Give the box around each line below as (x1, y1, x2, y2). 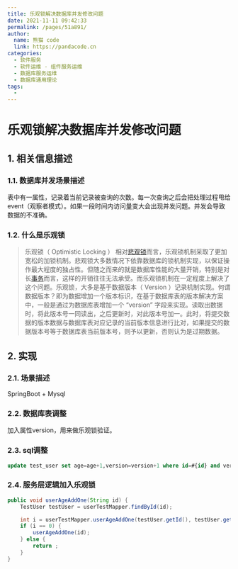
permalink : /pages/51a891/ (7, 23, 87, 30)
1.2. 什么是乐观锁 (7, 230, 65, 240)
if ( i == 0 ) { (20, 522, 62, 530)
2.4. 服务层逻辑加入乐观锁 (7, 480, 96, 490)
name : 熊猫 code (13, 37, 59, 44)
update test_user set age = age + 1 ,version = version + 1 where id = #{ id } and (7, 462, 220, 469)
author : (7, 30, 30, 38)
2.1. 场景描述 (7, 373, 50, 383)
